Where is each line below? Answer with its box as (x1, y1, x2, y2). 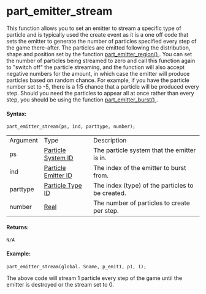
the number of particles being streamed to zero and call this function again (6, 57, 196, 64)
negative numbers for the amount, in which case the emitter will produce (6, 70, 190, 77)
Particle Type (44, 182, 82, 190)
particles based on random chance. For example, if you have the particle (6, 76, 190, 84)
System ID (44, 154, 74, 163)
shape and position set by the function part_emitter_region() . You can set (6, 50, 193, 57)
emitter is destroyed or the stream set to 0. (6, 281, 115, 288)
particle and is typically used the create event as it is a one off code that (6, 31, 189, 38)
